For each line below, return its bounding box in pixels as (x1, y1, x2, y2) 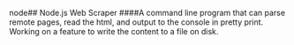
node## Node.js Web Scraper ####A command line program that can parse (9, 8, 285, 18)
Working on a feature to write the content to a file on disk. (9, 26, 219, 36)
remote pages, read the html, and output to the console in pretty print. (9, 17, 264, 27)
